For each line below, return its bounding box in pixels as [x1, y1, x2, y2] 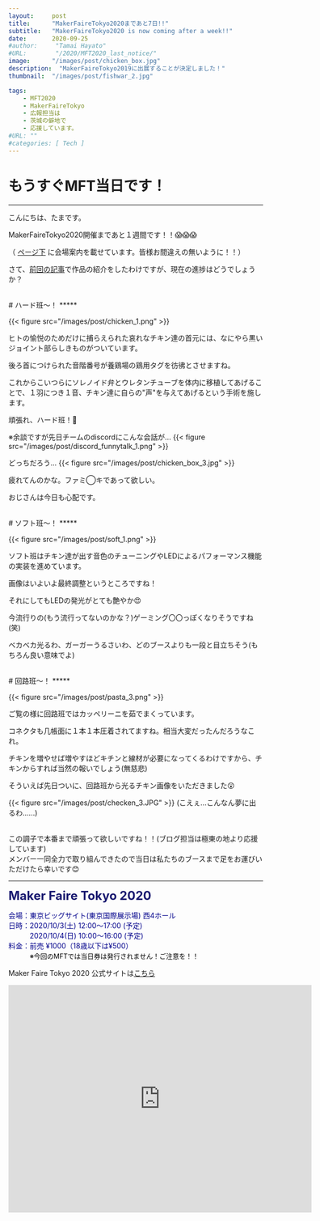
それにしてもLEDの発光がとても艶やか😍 [8, 596, 141, 605]
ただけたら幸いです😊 [8, 863, 80, 874]
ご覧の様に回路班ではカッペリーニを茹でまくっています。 [8, 709, 199, 719]
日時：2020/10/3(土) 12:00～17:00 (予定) [8, 920, 143, 931]
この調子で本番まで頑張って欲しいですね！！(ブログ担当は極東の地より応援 [8, 833, 259, 843]
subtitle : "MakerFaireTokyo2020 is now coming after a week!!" [8, 27, 233, 35]
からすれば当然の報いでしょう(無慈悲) [22, 763, 148, 773]
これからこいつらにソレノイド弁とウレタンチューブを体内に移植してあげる [8, 377, 256, 387]
